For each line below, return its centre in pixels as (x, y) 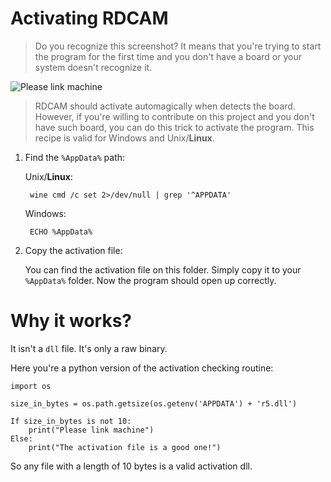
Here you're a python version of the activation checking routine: (142, 368)
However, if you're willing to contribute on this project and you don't (174, 116)
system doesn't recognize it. (93, 67)
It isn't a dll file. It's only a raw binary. (89, 348)
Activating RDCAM (89, 18)
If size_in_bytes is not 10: (71, 421)
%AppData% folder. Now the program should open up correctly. (150, 280)
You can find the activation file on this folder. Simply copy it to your (163, 269)
